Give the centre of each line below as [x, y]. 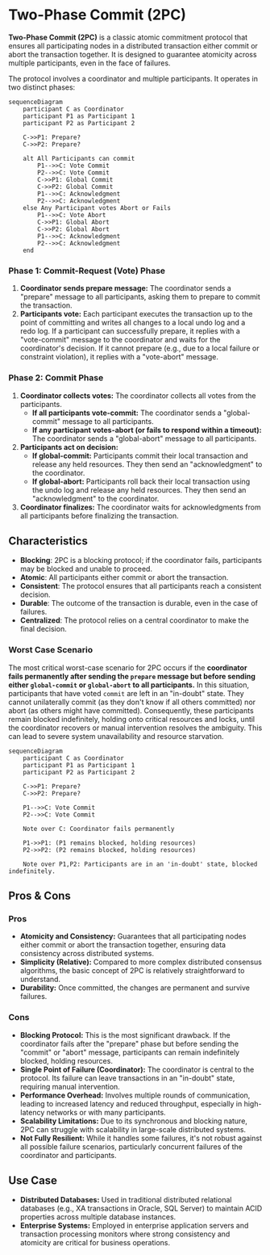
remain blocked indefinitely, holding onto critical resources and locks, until [132, 719]
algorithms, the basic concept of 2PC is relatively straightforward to [132, 971]
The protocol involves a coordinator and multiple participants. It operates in [133, 78]
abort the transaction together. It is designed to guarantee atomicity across [133, 54]
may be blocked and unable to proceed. [86, 569]
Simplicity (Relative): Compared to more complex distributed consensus [141, 962]
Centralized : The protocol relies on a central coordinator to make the [135, 620]
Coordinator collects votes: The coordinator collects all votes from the [138, 395]
